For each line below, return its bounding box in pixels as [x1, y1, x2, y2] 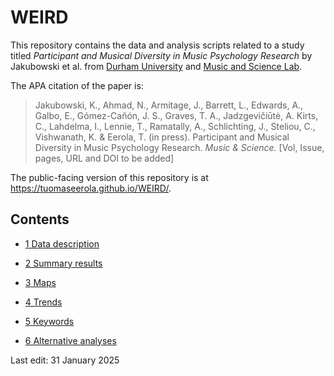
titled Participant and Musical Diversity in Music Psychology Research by [10, 49, 313, 61]
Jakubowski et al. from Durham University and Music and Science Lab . [10, 60, 303, 72]
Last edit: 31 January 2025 [10, 354, 120, 366]
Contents [10, 211, 70, 228]
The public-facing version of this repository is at [10, 171, 209, 183]
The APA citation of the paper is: [10, 79, 144, 91]
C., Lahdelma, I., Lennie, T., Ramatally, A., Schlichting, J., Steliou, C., [34, 120, 316, 132]
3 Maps [24, 276, 57, 288]
